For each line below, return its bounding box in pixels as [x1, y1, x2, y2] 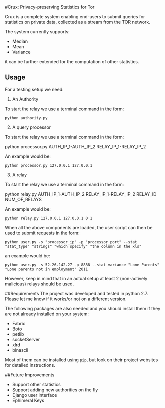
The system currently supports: [5, 29, 70, 34]
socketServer [12, 336, 40, 342]
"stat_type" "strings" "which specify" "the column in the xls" [5, 244, 142, 249]
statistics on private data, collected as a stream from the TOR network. [5, 19, 151, 25]
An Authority [12, 96, 39, 102]
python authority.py [5, 115, 48, 120]
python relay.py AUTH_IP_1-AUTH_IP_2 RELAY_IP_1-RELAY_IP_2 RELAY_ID [5, 191, 157, 197]
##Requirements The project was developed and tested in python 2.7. [5, 290, 148, 296]
